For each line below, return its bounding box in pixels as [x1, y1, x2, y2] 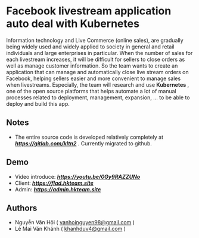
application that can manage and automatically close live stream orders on [6, 68, 189, 75]
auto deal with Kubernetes [6, 17, 140, 30]
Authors [6, 203, 38, 213]
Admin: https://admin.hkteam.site [14, 185, 101, 193]
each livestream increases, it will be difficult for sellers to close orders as [6, 56, 185, 63]
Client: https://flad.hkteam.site [14, 179, 94, 187]
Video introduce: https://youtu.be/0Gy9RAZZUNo [14, 173, 141, 180]
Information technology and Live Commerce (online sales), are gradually [6, 36, 184, 44]
